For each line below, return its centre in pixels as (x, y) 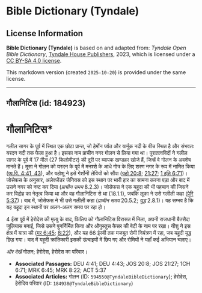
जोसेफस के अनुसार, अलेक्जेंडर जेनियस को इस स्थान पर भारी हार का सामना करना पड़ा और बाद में (98, 180)
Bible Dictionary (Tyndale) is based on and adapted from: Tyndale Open (96, 48)
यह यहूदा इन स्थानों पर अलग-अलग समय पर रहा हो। (56, 207)
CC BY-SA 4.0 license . (34, 61)
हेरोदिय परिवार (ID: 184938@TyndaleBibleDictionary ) (74, 283)
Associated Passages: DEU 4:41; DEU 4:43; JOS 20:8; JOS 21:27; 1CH (103, 264)
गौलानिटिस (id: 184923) (46, 103)
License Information (44, 33)
